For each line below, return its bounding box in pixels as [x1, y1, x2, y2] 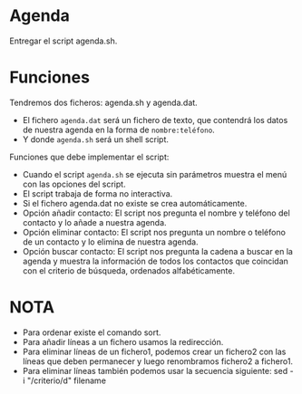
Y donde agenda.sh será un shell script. [22, 133, 170, 145]
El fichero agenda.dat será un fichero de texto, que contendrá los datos [22, 114, 288, 125]
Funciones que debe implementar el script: [9, 151, 170, 162]
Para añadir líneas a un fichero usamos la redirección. [22, 336, 224, 347]
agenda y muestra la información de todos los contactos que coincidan [22, 255, 288, 266]
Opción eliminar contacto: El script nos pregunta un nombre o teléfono [22, 226, 286, 237]
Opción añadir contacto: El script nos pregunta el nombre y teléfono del [22, 207, 290, 218]
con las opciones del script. [22, 178, 126, 189]
